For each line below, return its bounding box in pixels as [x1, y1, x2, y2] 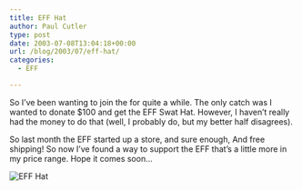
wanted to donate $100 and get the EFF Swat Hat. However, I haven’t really [9, 106, 290, 117]
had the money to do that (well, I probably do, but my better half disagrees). [9, 115, 294, 127]
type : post [9, 30, 51, 39]
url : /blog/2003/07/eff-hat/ [9, 47, 120, 56]
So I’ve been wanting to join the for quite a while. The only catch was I [9, 96, 273, 107]
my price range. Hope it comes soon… [9, 153, 153, 164]
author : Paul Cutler [9, 22, 88, 31]
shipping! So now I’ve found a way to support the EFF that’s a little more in [9, 143, 287, 155]
